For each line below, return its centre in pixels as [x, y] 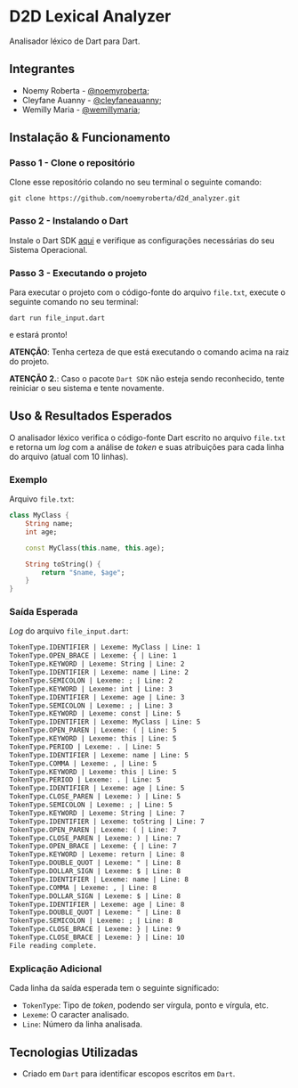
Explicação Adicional [56, 969]
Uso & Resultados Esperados [91, 416]
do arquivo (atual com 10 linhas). [69, 456]
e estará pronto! [39, 335]
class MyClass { [39, 515]
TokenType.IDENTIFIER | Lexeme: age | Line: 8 [97, 904]
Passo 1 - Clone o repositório [72, 163]
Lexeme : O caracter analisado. [76, 1015]
